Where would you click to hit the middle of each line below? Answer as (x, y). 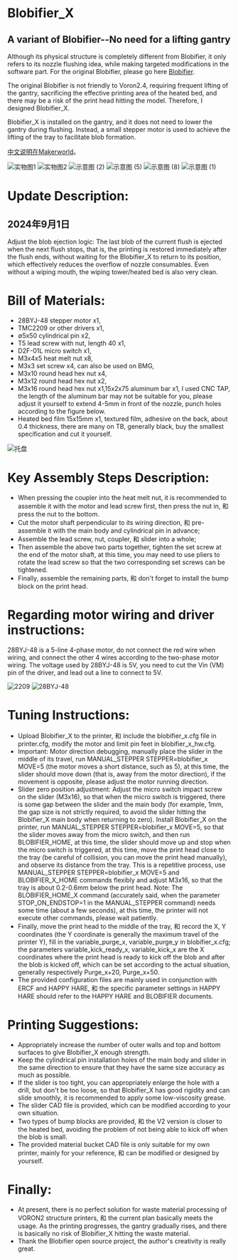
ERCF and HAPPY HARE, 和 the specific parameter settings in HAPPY (119, 988)
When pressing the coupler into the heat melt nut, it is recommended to (122, 497)
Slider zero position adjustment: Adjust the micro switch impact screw (120, 789)
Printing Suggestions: (73, 1025)
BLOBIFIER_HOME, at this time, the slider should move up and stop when (124, 842)
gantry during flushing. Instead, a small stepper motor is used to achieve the (119, 129)
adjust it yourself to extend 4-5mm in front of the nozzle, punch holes (119, 403)
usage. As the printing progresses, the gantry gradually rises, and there (122, 1226)
